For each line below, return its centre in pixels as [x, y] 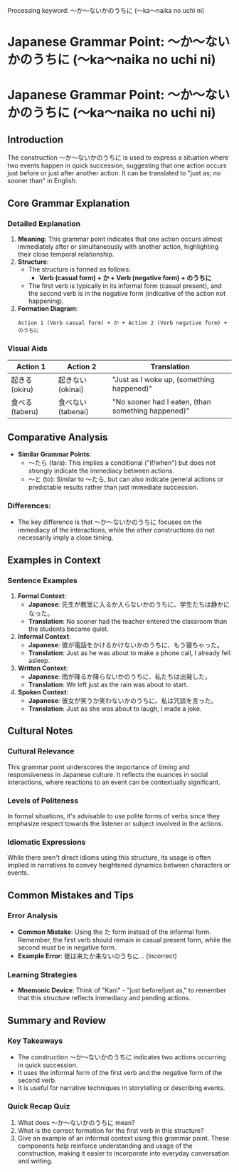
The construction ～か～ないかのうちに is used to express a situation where [118, 158]
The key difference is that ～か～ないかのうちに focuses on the [110, 522]
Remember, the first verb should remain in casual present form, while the [124, 940]
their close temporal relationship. [66, 254]
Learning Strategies [42, 975]
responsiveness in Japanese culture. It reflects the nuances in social [108, 774]
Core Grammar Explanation [69, 203]
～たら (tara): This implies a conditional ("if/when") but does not [122, 463]
